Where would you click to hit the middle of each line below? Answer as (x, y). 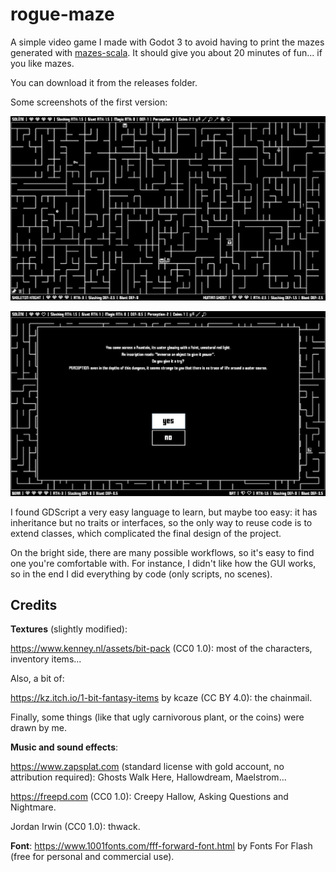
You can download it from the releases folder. (104, 82)
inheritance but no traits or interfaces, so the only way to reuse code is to (161, 522)
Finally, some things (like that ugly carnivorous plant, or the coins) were (157, 717)
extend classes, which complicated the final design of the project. (146, 533)
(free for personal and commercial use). (92, 857)
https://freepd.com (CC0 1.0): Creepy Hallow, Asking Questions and (149, 797)
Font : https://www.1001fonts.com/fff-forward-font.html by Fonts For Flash (161, 846)
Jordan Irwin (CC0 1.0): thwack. (75, 827)
